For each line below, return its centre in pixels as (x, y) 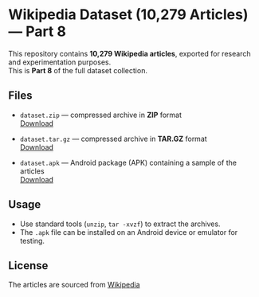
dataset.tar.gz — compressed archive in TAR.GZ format (113, 139)
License (28, 266)
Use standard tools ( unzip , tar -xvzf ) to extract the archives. (120, 224)
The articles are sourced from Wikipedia (75, 285)
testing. (32, 240)
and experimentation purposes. (60, 62)
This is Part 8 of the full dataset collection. (78, 70)
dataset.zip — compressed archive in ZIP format (100, 115)
